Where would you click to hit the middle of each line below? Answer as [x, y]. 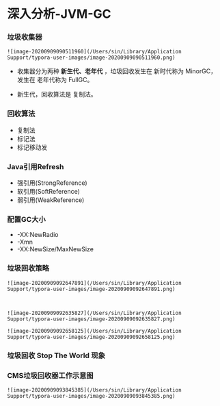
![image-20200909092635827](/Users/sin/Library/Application [95, 313]
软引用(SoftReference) [49, 192]
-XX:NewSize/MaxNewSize [55, 249]
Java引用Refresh [36, 166]
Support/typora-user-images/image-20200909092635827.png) [91, 319]
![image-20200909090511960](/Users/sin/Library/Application [95, 52]
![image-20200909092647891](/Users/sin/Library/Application [95, 283]
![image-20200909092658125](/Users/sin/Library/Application [95, 331]
